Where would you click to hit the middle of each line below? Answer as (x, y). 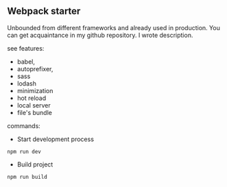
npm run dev (24, 151)
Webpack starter (44, 11)
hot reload (32, 98)
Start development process (56, 139)
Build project (35, 164)
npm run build (27, 177)
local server (34, 105)
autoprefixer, (35, 68)
